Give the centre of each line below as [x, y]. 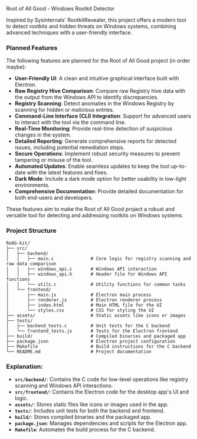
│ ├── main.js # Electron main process [79, 295]
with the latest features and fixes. [67, 173]
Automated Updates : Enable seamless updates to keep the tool [92, 166]
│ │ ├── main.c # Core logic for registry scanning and [99, 258]
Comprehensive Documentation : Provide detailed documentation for [99, 191]
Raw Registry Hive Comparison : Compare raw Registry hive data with [100, 91]
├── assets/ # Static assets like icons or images [96, 316]
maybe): [16, 67]
